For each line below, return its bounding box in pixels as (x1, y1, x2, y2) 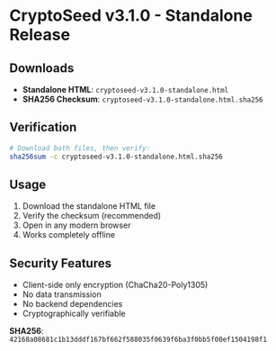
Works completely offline (22, 229, 115, 240)
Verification (9, 120, 77, 135)
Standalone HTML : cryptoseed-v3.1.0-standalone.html (22, 85, 229, 94)
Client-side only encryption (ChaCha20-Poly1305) (22, 280, 209, 291)
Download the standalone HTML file (22, 201, 156, 211)
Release (9, 24, 70, 45)
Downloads (9, 60, 75, 76)
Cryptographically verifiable (22, 308, 126, 319)
